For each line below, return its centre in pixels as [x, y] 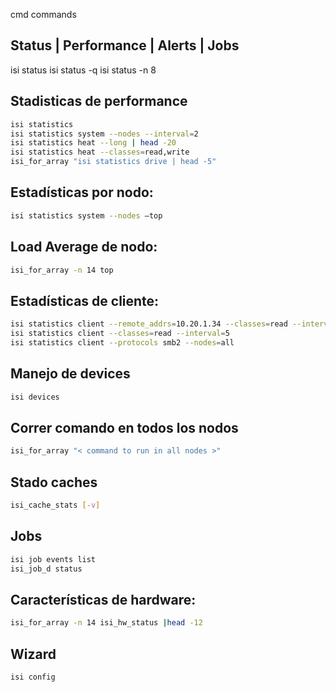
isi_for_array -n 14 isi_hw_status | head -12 [106, 623]
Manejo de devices [70, 374]
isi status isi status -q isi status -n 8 [83, 70]
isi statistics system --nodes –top [86, 215]
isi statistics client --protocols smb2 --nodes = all [122, 342]
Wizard [33, 654]
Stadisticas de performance [99, 101]
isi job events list [53, 559]
